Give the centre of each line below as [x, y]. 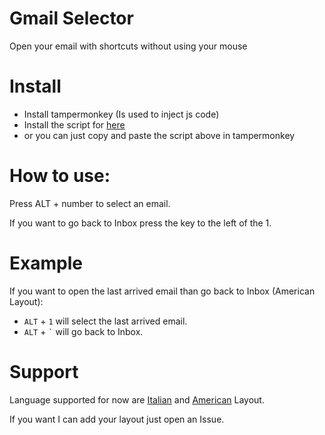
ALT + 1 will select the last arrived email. [105, 321]
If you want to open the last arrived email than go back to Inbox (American [162, 291]
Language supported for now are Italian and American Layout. [137, 399]
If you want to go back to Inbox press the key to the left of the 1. [140, 223]
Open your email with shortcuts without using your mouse [128, 46]
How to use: [60, 176]
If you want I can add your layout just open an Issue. [117, 419]
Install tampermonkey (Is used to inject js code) [121, 114]
